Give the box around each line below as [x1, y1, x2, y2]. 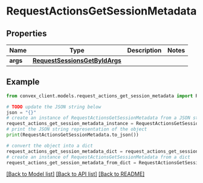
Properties [6, 28, 47, 39]
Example [6, 77, 40, 87]
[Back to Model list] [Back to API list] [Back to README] [6, 170, 145, 178]
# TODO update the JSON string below [6, 104, 101, 110]
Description [127, 47, 162, 54]
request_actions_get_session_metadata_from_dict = [6, 159, 137, 165]
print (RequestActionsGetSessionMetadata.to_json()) [6, 132, 139, 138]
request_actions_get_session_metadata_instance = [6, 121, 134, 127]
